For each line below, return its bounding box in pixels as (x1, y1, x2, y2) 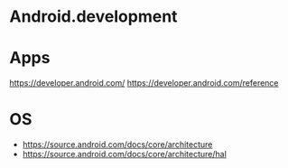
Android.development (9, 6, 178, 27)
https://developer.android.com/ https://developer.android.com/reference (9, 78, 279, 89)
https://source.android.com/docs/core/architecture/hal (22, 149, 228, 160)
